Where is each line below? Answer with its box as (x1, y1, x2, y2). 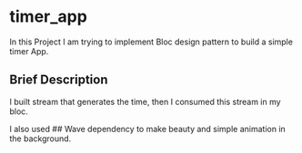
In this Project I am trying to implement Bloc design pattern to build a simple (9, 36, 294, 47)
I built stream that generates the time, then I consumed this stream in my (9, 96, 281, 107)
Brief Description (9, 72, 108, 88)
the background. (9, 133, 72, 144)
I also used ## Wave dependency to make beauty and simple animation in (9, 123, 287, 134)
